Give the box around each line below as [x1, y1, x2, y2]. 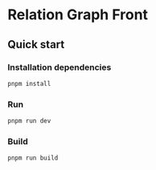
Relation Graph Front [7, 6, 149, 24]
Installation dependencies [7, 62, 112, 73]
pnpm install [7, 79, 51, 87]
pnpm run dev [7, 117, 51, 125]
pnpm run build [7, 154, 59, 162]
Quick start [7, 38, 65, 51]
